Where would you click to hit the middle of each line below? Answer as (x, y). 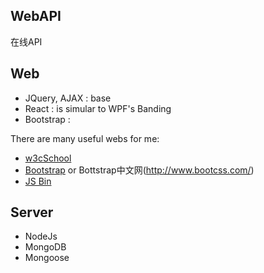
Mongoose (47, 258)
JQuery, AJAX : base (68, 98)
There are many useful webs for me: (85, 138)
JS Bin (38, 181)
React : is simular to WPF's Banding (98, 108)
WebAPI (36, 16)
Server (32, 212)
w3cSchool (48, 158)
